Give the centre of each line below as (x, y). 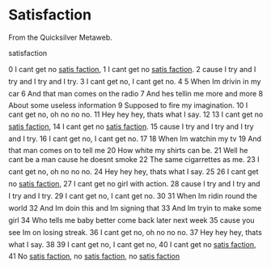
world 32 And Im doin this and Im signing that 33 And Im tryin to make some (135, 207)
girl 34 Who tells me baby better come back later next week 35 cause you (131, 220)
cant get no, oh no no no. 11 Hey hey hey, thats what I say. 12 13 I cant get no (136, 114)
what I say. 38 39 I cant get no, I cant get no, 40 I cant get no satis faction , (132, 244)
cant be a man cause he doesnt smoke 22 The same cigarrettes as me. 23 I (134, 159)
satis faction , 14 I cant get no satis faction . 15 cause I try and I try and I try (131, 126)
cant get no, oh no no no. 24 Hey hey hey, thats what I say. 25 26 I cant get (133, 171)
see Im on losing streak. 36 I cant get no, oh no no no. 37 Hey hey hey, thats (135, 232)
